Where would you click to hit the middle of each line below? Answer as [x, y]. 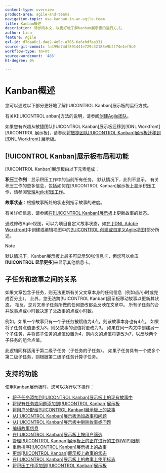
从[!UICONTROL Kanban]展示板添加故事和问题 [60, 416]
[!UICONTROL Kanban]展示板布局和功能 [67, 156]
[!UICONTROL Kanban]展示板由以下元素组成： [52, 169]
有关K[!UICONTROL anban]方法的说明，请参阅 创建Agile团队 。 [68, 116]
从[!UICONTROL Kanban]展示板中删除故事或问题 [62, 422]
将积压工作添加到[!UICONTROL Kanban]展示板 [60, 465]
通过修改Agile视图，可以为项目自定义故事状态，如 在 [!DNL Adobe [72, 223]
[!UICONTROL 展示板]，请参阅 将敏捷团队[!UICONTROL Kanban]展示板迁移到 [83, 133]
